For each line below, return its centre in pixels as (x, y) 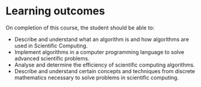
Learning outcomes (55, 11)
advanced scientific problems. (52, 58)
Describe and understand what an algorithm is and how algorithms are (101, 39)
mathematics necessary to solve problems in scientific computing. (96, 77)
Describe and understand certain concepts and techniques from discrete (105, 71)
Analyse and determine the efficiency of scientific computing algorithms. (104, 65)
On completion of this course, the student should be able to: (80, 28)
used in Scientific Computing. (51, 46)
